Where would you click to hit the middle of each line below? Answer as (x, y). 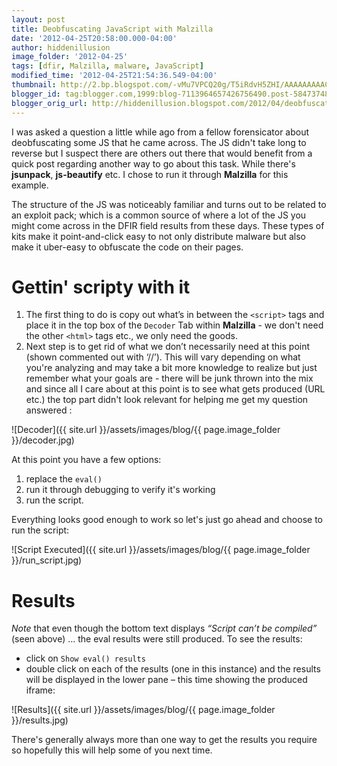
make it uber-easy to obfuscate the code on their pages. (127, 247)
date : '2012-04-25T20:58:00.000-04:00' (94, 38)
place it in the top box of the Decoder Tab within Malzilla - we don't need (174, 325)
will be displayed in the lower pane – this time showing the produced (166, 680)
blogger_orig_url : (49, 103)
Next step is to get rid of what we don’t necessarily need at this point (168, 347)
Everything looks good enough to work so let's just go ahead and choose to (167, 520)
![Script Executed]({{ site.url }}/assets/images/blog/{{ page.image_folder (161, 550)
